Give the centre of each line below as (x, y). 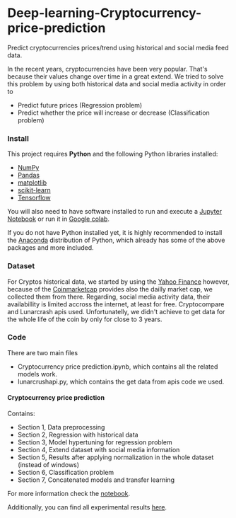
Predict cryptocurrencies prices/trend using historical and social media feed (118, 47)
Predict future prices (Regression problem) (80, 105)
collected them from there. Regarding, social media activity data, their (109, 297)
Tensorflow (34, 198)
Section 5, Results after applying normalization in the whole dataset (116, 457)
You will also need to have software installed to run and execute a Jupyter (115, 212)
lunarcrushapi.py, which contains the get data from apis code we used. (121, 381)
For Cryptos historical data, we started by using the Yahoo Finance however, (118, 282)
